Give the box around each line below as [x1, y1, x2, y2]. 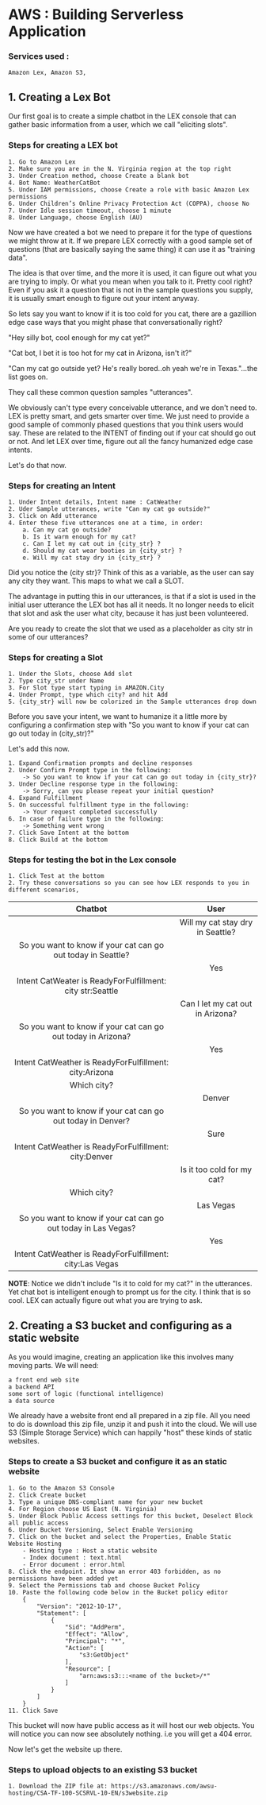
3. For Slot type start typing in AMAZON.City [8, 684, 165, 692]
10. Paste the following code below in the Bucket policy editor [8, 1588, 228, 1596]
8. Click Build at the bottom [8, 836, 108, 844]
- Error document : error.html [22, 1560, 126, 1568]
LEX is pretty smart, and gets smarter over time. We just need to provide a [8, 411, 249, 420]
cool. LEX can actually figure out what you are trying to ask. [8, 1296, 203, 1305]
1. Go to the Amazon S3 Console [8, 1484, 115, 1492]
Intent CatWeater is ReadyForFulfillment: [17, 976, 166, 987]
